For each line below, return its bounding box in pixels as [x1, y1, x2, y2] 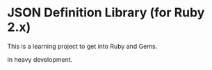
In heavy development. [7, 55, 73, 63]
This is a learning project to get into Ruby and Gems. [7, 42, 158, 50]
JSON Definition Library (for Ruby [7, 5, 205, 21]
